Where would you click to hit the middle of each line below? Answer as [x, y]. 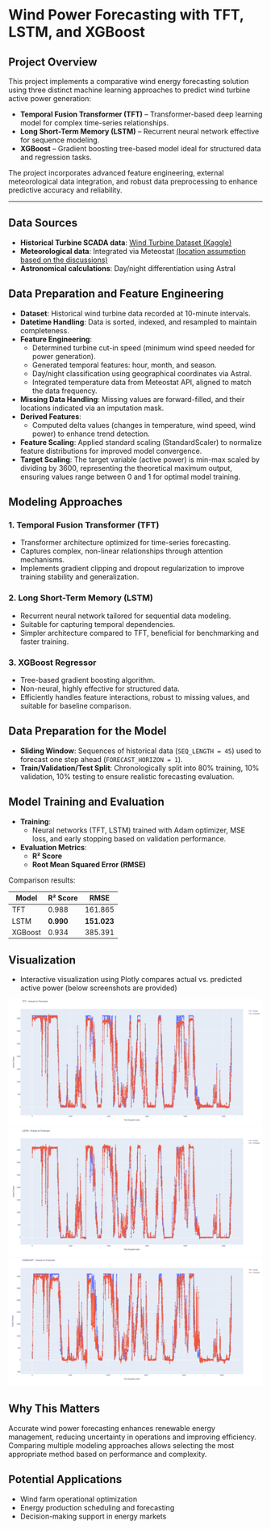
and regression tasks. [56, 157]
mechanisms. [42, 560]
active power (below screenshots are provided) [98, 988]
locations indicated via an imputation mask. [92, 408]
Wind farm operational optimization [79, 1499]
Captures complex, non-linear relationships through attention [121, 551]
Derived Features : [51, 416]
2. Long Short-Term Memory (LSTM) [81, 598]
